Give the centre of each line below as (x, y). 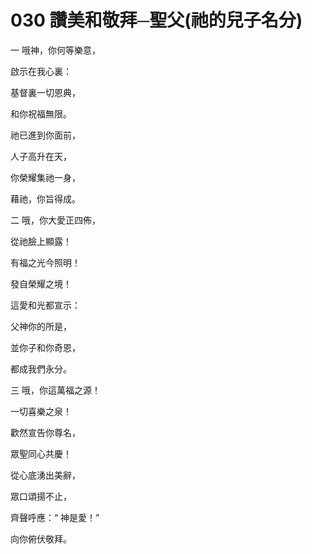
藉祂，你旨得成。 (45, 198)
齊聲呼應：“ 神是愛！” (55, 517)
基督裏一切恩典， (45, 92)
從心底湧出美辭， (45, 475)
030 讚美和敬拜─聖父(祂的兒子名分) (156, 20)
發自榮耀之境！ (41, 283)
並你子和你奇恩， (45, 347)
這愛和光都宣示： (45, 305)
